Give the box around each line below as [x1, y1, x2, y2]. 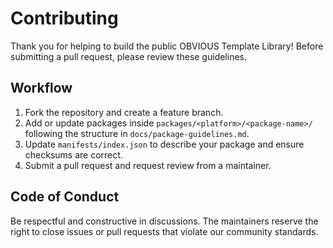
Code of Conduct [10, 188, 120, 206]
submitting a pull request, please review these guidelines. [10, 50, 247, 62]
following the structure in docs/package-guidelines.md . [24, 127, 250, 139]
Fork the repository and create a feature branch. [24, 106, 224, 118]
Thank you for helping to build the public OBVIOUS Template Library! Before [10, 40, 324, 52]
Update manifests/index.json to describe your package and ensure [24, 138, 305, 150]
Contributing [10, 7, 119, 30]
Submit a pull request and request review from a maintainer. [24, 159, 272, 171]
